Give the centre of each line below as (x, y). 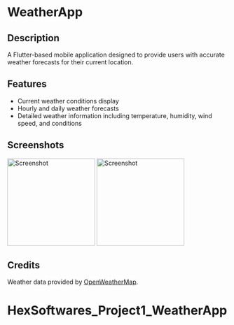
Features (27, 84)
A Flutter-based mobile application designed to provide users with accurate (116, 55)
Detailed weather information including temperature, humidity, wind (115, 115)
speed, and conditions (49, 123)
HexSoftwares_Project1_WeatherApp (117, 310)
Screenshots (36, 145)
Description (33, 38)
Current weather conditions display (68, 101)
